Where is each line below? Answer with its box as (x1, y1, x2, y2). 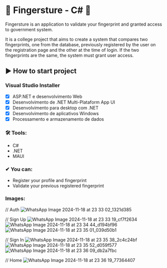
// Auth (5, 206, 20, 213)
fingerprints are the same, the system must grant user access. (5, 52, 134, 58)
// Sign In (5, 236, 24, 243)
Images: (5, 195, 26, 202)
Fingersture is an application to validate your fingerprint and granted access (5, 21, 162, 27)
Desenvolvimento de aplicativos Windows (12, 110, 99, 116)
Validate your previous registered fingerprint (12, 183, 104, 189)
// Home (5, 257, 23, 263)
